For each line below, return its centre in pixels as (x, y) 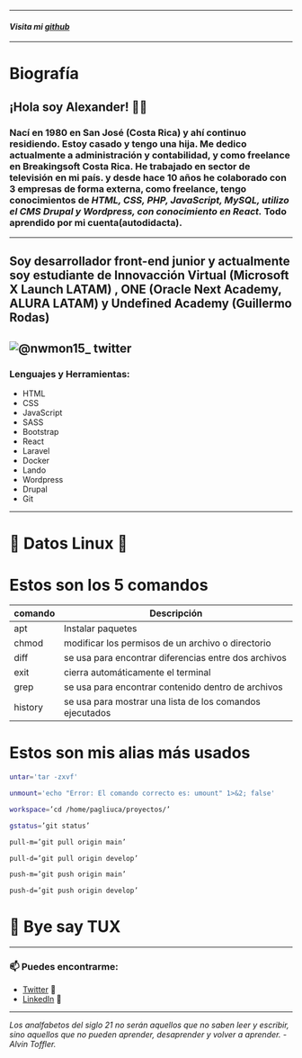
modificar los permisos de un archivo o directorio (167, 643)
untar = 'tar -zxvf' (44, 777)
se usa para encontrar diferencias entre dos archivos (175, 658)
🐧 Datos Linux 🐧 (69, 543)
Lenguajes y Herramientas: (70, 374)
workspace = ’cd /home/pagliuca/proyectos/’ (90, 809)
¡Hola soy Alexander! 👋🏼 (79, 107)
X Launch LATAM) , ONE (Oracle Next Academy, (146, 289)
